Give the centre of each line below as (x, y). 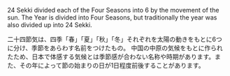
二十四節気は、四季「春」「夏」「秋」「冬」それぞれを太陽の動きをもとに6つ (115, 39)
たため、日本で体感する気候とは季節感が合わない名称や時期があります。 (111, 56)
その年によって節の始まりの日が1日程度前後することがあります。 (112, 65)
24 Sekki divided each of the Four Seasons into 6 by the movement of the (113, 10)
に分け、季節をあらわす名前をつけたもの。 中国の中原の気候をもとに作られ (115, 48)
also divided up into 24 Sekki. (50, 25)
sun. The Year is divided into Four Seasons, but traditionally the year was (112, 17)
